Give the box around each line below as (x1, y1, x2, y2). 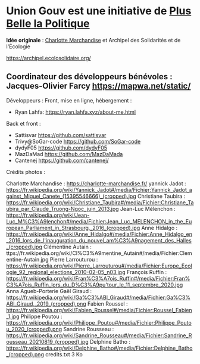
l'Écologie (6, 43, 31, 50)
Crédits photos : (6, 168, 46, 175)
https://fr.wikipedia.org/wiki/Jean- (6, 211, 90, 219)
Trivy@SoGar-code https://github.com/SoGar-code (14, 138, 141, 145)
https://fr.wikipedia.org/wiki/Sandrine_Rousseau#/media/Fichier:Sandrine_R (6, 332, 192, 339)
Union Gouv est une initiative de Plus (6, 4, 192, 18)
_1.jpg (6, 313, 20, 320)
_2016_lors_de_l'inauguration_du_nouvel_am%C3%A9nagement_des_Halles (6, 237, 192, 244)
